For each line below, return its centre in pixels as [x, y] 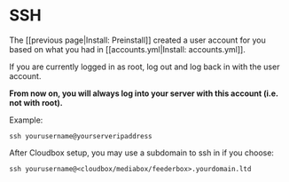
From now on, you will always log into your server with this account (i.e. [144, 93]
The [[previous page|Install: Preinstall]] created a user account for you [137, 40]
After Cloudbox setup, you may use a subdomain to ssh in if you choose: [142, 153]
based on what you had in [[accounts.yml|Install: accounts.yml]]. [127, 49]
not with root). [36, 102]
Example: [26, 120]
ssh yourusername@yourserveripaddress [81, 136]
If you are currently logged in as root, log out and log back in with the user [144, 67]
